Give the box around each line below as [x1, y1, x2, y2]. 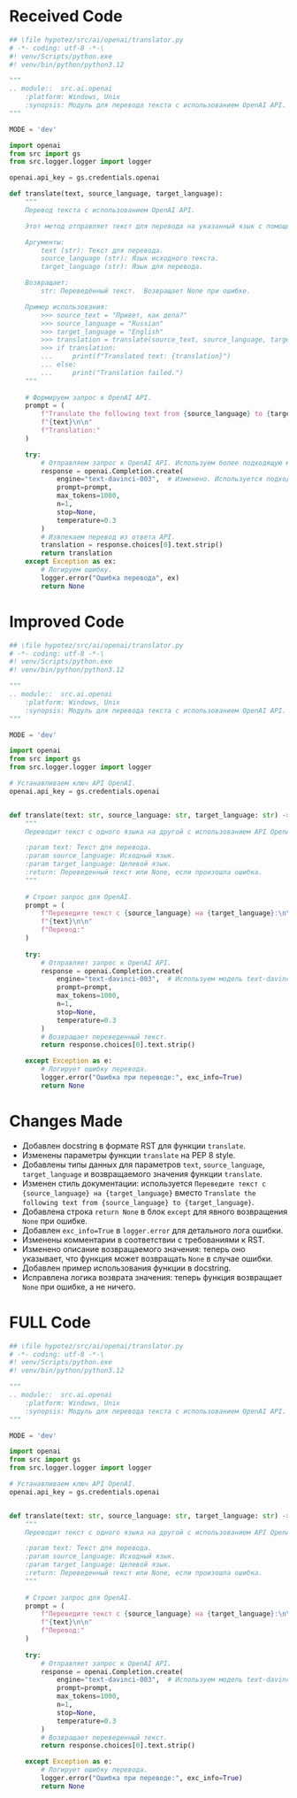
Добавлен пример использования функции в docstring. [21, 1263, 232, 1273]
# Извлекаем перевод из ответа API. [41, 533, 176, 542]
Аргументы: [25, 237, 65, 247]
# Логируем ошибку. [41, 565, 113, 574]
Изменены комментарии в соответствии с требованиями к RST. [21, 1234, 265, 1245]
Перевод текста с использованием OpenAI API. [25, 205, 196, 214]
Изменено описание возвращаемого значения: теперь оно [21, 1243, 246, 1254]
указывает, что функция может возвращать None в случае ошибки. [21, 1253, 273, 1264]
